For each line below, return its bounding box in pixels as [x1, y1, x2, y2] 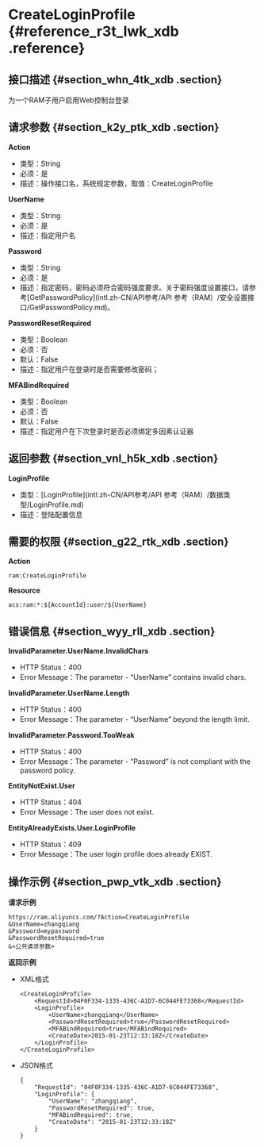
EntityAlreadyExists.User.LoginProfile [8, 823, 136, 833]
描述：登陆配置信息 [19, 509, 83, 519]
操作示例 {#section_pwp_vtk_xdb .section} [8, 875, 222, 888]
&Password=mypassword [8, 927, 80, 935]
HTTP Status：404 [19, 797, 82, 807]
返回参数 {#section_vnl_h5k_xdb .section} [8, 452, 219, 466]
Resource [8, 585, 41, 596]
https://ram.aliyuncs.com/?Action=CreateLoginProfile [8, 914, 190, 922]
